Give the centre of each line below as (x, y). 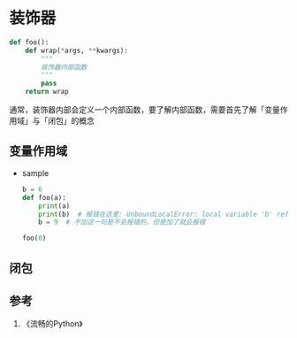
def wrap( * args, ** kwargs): (76, 50)
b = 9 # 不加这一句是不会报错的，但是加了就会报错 (122, 222)
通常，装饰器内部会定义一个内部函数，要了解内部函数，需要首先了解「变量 (145, 110)
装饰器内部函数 (64, 67)
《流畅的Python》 (52, 324)
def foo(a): (44, 197)
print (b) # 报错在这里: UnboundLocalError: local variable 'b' (156, 214)
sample (35, 173)
